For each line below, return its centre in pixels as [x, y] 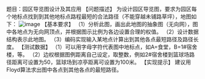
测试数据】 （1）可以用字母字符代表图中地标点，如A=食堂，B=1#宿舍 [110, 47]
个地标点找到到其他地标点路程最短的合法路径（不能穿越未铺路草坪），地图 [99, 16]
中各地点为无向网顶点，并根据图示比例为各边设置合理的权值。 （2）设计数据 [102, 32]
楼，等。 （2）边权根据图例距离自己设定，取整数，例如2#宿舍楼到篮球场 [98, 54]
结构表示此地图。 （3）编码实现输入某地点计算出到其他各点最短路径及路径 [100, 39]
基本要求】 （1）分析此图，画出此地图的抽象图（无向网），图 [122, 24]
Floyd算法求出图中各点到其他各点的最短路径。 [64, 70]
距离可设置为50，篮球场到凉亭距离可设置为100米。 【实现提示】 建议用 [101, 62]
